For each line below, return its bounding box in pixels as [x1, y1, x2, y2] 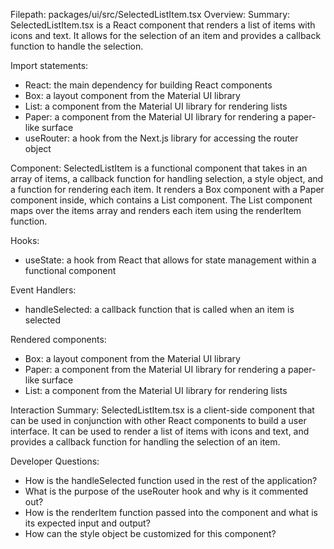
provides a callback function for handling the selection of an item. [10, 436, 281, 448]
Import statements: [10, 60, 89, 71]
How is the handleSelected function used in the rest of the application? [24, 475, 318, 486]
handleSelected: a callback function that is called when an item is [24, 304, 295, 315]
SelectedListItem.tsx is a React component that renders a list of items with [10, 19, 316, 31]
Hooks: [10, 235, 40, 246]
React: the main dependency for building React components [24, 79, 273, 91]
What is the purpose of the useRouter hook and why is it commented [24, 485, 309, 497]
